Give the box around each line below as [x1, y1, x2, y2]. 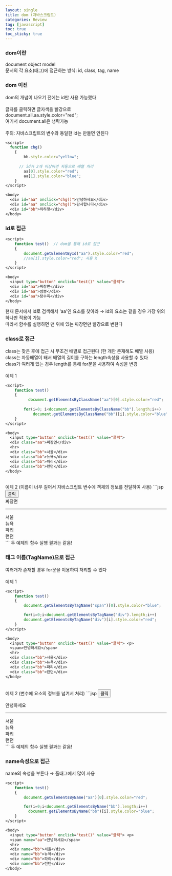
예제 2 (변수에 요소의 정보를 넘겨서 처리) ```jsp [5, 690, 97, 696]
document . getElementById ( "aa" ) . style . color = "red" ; [24, 251, 134, 256]
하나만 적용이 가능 [5, 314, 41, 321]
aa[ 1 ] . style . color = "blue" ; [24, 173, 81, 179]
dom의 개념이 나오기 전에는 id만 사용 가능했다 [5, 94, 96, 100]
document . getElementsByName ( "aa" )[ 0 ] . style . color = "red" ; [24, 795, 147, 800]
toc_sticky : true [5, 31, 42, 36]
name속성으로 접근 [5, 757, 50, 765]
